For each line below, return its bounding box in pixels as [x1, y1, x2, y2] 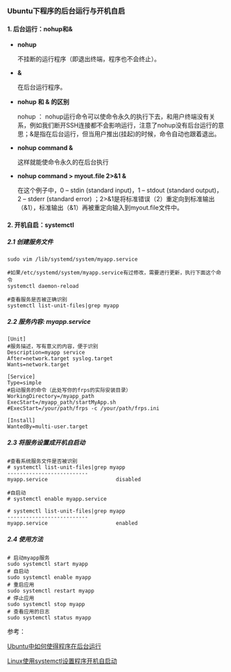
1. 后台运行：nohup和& [7, 24, 73, 33]
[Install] [7, 417, 36, 424]
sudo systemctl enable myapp [7, 574, 92, 580]
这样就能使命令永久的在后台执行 [17, 158, 109, 166]
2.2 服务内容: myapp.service [7, 318, 92, 326]
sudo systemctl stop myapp [7, 601, 85, 608]
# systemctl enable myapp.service [7, 495, 108, 502]
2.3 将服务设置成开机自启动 [7, 438, 85, 447]
